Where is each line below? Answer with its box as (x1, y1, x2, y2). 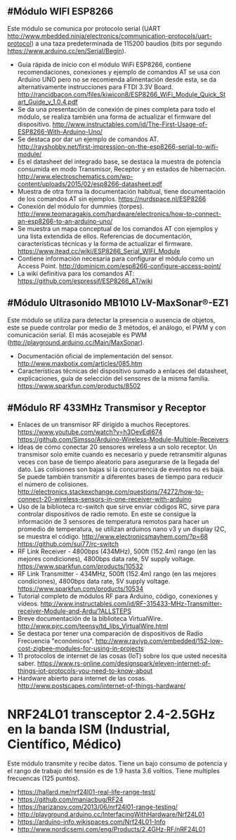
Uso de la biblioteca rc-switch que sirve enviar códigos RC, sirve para (17, 502, 220, 511)
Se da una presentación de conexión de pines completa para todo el (17, 105, 216, 113)
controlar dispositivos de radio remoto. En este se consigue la (17, 510, 197, 518)
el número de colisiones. (17, 480, 89, 489)
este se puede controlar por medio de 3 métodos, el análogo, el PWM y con (7, 323, 226, 332)
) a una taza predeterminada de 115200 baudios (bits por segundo (31, 39, 223, 48)
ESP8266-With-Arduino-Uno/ (17, 127, 103, 136)
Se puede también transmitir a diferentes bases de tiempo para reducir (17, 473, 223, 481)
